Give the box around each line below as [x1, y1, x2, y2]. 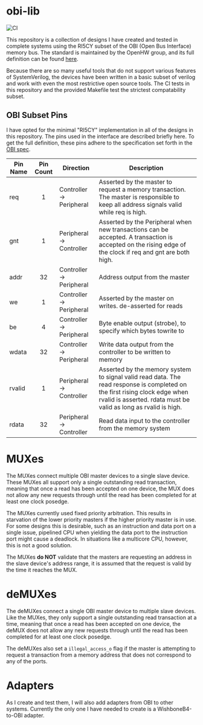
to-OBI [6, 712, 23, 719]
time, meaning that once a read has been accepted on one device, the [6, 620, 181, 627]
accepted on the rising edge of [98, 240, 186, 249]
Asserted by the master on [98, 294, 174, 302]
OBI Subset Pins [6, 110, 68, 120]
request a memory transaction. [98, 185, 186, 193]
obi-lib [6, 4, 40, 18]
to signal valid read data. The [98, 372, 181, 381]
